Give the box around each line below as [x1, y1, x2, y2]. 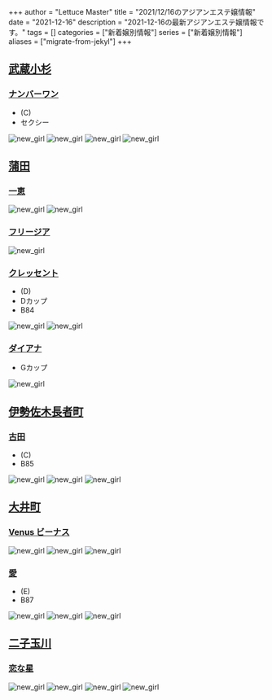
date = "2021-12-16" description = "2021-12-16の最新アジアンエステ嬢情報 [8, 17, 258, 27]
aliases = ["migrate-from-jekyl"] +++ [8, 37, 132, 46]
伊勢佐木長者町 [8, 405, 84, 418]
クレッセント [8, 267, 59, 278]
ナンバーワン [8, 89, 59, 100]
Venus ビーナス [8, 527, 70, 538]
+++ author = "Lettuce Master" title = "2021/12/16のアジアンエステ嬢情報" [8, 7, 257, 16]
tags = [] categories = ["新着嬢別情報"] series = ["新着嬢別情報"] [27, 28, 243, 37]
